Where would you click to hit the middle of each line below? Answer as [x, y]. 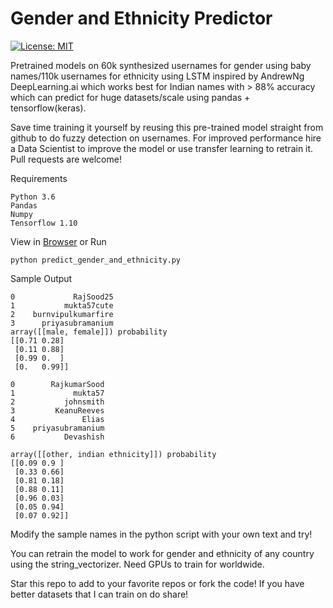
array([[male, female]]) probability [89, 332]
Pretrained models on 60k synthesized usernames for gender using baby [161, 65]
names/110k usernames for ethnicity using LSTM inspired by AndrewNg [157, 76]
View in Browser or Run [58, 241]
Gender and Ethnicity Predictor [141, 18]
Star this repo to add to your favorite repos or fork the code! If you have [157, 583]
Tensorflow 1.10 [44, 223]
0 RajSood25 [62, 297]
